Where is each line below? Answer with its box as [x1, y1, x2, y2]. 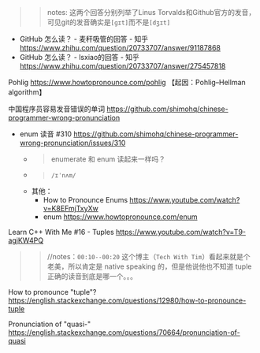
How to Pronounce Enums [43, 195, 128, 204]
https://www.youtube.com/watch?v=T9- [115, 228, 247, 236]
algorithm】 [8, 87, 46, 97]
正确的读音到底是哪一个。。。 [46, 272, 138, 281]
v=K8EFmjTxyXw [43, 204, 98, 213]
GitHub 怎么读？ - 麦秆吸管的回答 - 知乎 [19, 35, 149, 43]
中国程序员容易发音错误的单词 [8, 104, 105, 113]
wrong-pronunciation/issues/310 [19, 138, 126, 147]
